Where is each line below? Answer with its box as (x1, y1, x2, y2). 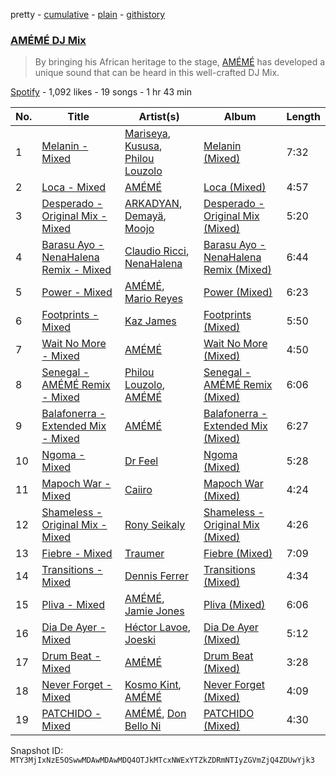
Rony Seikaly (124, 518, 186, 532)
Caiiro (124, 483, 153, 497)
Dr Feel (124, 454, 159, 468)
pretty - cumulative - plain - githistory (10, 9, 166, 20)
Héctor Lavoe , (124, 620, 192, 634)
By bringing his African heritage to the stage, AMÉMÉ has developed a (34, 56, 326, 68)
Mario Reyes (124, 292, 183, 306)
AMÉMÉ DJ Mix (10, 33, 87, 47)
